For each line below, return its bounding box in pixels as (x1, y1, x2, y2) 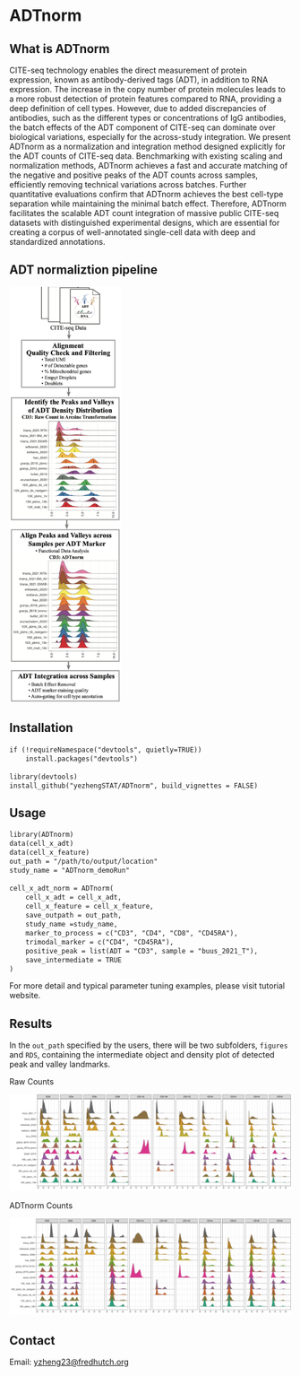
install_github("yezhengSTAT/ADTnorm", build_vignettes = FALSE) (9, 781, 258, 790)
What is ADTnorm (9, 41, 110, 57)
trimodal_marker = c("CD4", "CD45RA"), (25, 938, 175, 947)
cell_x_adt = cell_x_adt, (25, 893, 123, 902)
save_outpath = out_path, (25, 911, 123, 920)
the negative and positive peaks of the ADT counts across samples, (9, 170, 258, 180)
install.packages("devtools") (25, 754, 139, 763)
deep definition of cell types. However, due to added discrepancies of (9, 103, 267, 113)
